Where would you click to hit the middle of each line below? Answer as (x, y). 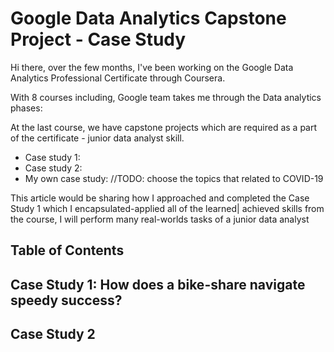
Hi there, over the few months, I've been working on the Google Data (152, 67)
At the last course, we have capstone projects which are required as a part (164, 127)
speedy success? (66, 300)
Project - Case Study (98, 39)
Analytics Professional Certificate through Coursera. (118, 78)
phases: (26, 108)
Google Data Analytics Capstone (148, 18)
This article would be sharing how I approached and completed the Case (160, 198)
